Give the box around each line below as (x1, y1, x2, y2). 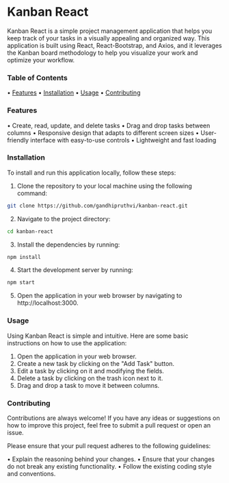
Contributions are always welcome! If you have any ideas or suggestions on (7, 414, 220, 422)
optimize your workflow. (7, 55, 75, 64)
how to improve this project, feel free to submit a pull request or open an (7, 421, 211, 429)
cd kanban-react (7, 227, 53, 235)
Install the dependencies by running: (16, 240, 120, 249)
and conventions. (7, 469, 56, 478)
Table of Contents (7, 73, 68, 82)
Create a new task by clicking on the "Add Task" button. (16, 359, 175, 367)
